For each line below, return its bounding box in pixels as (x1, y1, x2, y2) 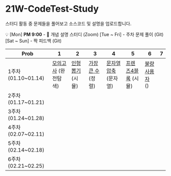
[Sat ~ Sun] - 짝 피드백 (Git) (5, 38, 62, 44)
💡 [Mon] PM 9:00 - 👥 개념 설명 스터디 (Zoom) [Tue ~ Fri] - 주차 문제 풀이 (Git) (5, 31, 164, 37)
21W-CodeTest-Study (5, 3, 99, 15)
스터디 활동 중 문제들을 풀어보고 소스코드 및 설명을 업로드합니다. (5, 20, 132, 26)
